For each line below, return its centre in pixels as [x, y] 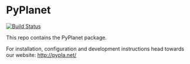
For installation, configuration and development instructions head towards [95, 49]
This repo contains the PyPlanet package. [57, 37]
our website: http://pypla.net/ [41, 55]
